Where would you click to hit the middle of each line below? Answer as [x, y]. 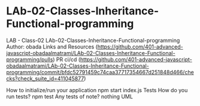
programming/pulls [30, 59]
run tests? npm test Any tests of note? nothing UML [70, 96]
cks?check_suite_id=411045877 [45, 78]
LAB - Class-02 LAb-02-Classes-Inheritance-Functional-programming [93, 40]
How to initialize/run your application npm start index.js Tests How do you [97, 90]
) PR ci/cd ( [67, 59]
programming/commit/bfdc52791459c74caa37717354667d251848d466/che [100, 72]
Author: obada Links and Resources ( [52, 47]
